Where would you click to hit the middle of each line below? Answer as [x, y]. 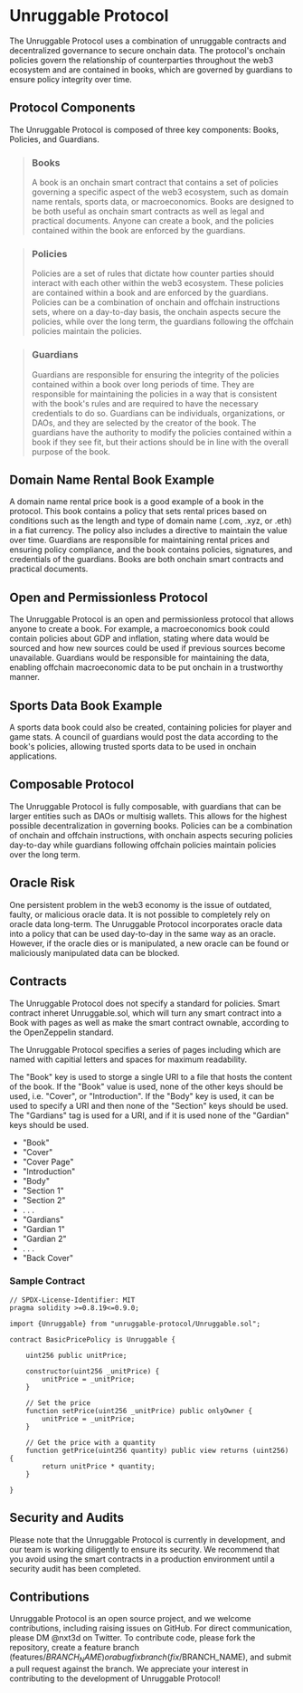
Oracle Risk [42, 883]
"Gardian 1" [43, 1229]
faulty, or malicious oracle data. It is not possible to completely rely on [140, 914]
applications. [33, 756]
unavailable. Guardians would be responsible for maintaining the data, [139, 658]
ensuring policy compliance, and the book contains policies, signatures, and [151, 550]
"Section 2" [44, 1200]
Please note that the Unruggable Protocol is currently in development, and [147, 1539]
